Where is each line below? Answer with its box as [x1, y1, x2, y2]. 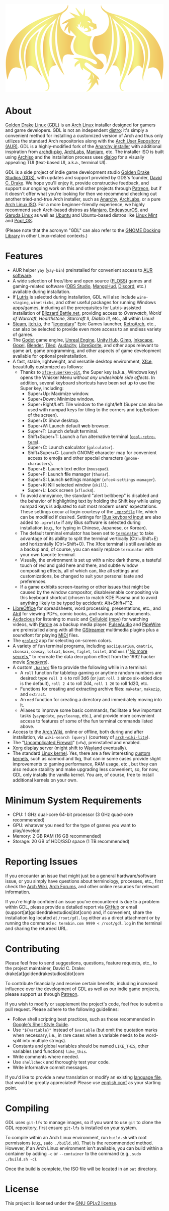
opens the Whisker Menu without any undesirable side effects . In [20, 374, 155, 380]
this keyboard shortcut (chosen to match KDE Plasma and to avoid [20, 594, 157, 600]
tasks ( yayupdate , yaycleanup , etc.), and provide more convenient [20, 712, 155, 718]
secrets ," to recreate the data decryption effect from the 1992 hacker [12, 653, 156, 659]
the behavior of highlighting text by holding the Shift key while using [20, 498, 161, 504]
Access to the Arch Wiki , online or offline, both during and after [12, 729, 144, 735]
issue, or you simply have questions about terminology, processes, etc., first [5, 878, 163, 884]
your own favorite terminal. [20, 551, 76, 557]
